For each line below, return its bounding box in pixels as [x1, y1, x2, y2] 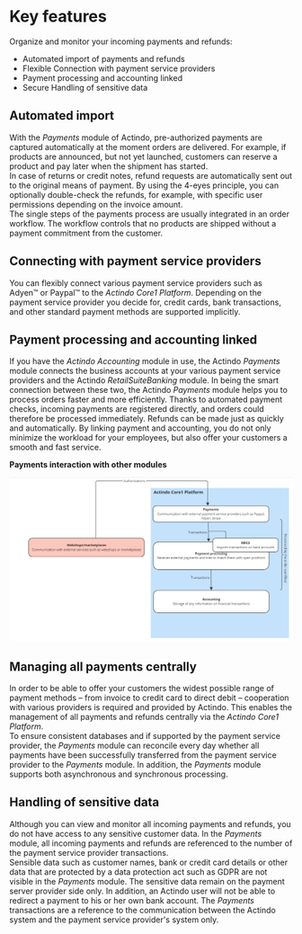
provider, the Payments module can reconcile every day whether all [9, 740, 260, 752]
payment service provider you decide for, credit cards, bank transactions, [9, 297, 281, 307]
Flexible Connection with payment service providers [22, 63, 216, 74]
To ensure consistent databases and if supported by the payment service [9, 731, 281, 742]
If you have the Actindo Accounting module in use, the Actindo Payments [9, 356, 280, 367]
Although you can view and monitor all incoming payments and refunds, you [9, 818, 292, 829]
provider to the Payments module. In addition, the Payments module [9, 760, 262, 770]
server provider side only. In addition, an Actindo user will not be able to [9, 885, 276, 896]
